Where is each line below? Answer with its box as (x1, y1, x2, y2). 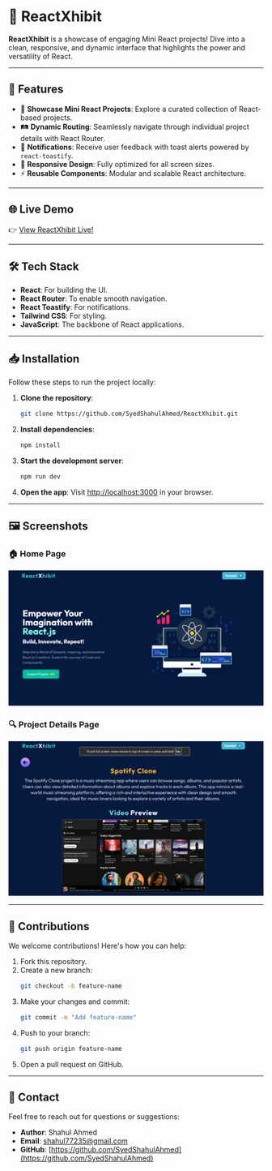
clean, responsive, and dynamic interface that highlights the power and (8, 42, 245, 52)
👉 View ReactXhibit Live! (8, 225, 94, 234)
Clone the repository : (19, 393, 94, 403)
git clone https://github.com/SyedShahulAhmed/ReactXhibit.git (19, 410, 239, 418)
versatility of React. (8, 51, 73, 61)
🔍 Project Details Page (8, 719, 100, 731)
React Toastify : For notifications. (19, 302, 131, 312)
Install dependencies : (19, 425, 95, 435)
